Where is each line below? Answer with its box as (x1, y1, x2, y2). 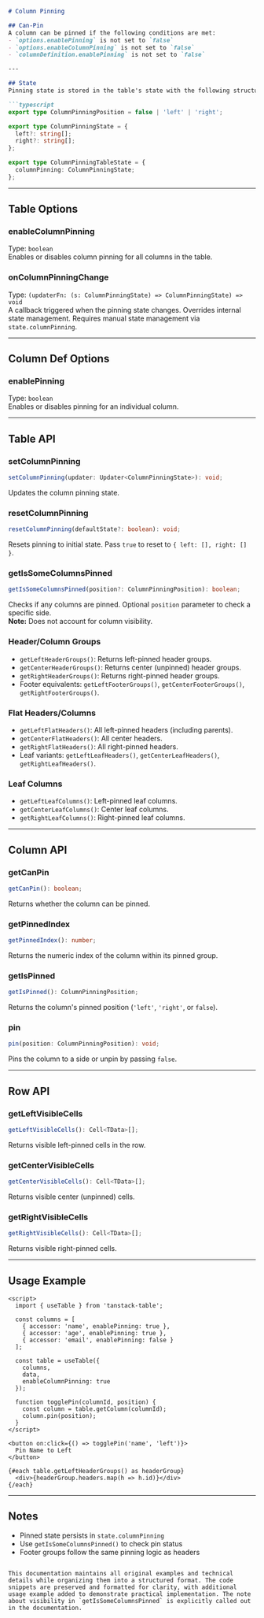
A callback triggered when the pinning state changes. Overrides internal (8, 305, 241, 314)
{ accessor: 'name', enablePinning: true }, (22, 1323, 170, 1330)
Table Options (8, 202, 79, 216)
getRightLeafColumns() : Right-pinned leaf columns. (19, 813, 185, 822)
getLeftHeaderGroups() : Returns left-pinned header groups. (19, 654, 212, 663)
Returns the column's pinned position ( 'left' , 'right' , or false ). (8, 1003, 218, 1012)
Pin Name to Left (15, 1446, 72, 1455)
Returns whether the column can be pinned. (8, 899, 151, 908)
